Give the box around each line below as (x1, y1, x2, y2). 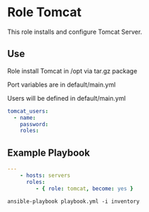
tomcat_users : (7, 107, 49, 115)
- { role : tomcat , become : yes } (35, 185, 134, 192)
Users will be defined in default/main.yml (7, 94, 127, 102)
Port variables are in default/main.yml (7, 80, 116, 89)
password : (20, 120, 49, 127)
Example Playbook (7, 146, 90, 158)
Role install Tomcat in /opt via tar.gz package (7, 66, 138, 75)
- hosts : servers (20, 172, 71, 179)
